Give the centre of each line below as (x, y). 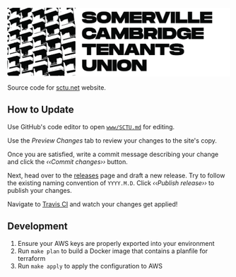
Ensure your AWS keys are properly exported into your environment (116, 243)
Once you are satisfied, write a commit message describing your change (113, 154)
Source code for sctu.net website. (57, 88)
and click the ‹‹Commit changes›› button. (68, 161)
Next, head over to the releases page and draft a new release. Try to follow (116, 175)
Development (38, 226)
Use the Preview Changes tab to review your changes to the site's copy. (112, 140)
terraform (31, 258)
